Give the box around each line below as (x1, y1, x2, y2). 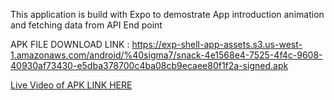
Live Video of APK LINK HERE (10, 79, 133, 91)
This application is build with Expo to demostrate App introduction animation (10, 9, 325, 20)
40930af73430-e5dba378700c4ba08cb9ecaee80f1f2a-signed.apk (10, 60, 289, 71)
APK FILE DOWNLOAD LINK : (10, 39, 130, 50)
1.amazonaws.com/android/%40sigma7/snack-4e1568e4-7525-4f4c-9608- (10, 49, 323, 61)
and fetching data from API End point (10, 19, 163, 31)
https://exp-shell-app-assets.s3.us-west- (131, 39, 303, 50)
